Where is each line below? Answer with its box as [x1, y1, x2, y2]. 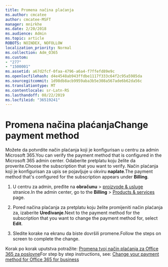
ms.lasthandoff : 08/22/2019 [5, 93, 65, 98]
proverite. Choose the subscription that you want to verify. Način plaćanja [5, 163, 159, 169]
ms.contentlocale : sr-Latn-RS [5, 87, 70, 93]
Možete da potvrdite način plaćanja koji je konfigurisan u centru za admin [5, 147, 159, 153]
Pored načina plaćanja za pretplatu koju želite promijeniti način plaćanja [12, 204, 163, 211]
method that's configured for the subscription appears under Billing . [5, 174, 149, 180]
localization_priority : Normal [5, 45, 72, 50]
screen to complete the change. [12, 236, 80, 242]
